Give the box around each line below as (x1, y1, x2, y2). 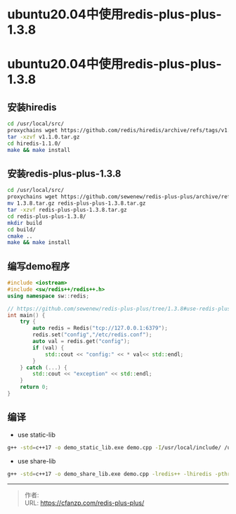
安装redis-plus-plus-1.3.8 (7, 167, 122, 179)
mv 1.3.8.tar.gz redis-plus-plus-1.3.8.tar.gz (7, 200, 146, 207)
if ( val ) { (32, 344, 65, 352)
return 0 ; (20, 384, 49, 391)
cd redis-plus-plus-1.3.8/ (7, 212, 86, 220)
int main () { (7, 311, 46, 319)
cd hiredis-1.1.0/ (7, 140, 61, 147)
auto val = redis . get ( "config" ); (32, 338, 131, 345)
